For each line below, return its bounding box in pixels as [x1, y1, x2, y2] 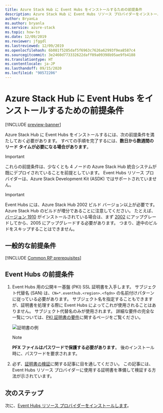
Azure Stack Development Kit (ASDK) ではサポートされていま [30, 176, 153, 182]
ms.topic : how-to [5, 30, 40, 35]
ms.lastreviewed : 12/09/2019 [5, 43, 64, 48]
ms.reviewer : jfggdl [5, 39, 47, 44]
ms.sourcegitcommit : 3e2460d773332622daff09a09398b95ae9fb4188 [5, 52, 136, 57]
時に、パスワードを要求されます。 [12, 351, 80, 357]
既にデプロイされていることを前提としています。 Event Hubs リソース [5, 169, 145, 175]
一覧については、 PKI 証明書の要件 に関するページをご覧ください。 [12, 315, 143, 320]
